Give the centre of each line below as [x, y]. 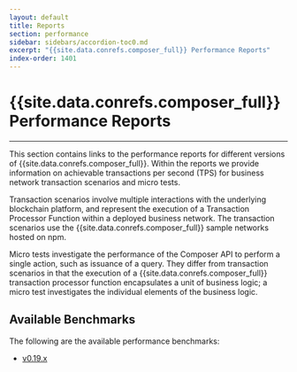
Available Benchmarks [72, 320]
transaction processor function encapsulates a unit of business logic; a [138, 282]
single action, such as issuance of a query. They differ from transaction [139, 263]
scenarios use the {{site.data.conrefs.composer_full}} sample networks [139, 228]
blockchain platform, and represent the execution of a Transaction [129, 208]
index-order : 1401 [43, 58]
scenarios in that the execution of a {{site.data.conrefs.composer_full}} [138, 273]
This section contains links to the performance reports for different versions [147, 154]
